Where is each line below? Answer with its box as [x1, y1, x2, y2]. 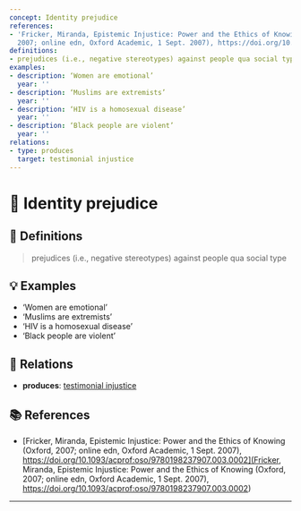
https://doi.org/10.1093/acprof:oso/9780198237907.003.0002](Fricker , [21, 454, 282, 465]
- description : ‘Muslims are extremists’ [9, 88, 167, 97]
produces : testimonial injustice [21, 380, 137, 391]
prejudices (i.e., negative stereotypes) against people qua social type [30, 252, 287, 263]
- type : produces [9, 146, 74, 155]
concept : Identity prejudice [9, 13, 118, 22]
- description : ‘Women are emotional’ [9, 72, 154, 81]
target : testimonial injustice [17, 154, 134, 164]
